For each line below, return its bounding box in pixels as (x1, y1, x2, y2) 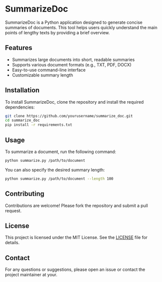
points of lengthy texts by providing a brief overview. (5, 30, 110, 35)
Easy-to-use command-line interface (12, 67, 86, 73)
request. (5, 207, 22, 214)
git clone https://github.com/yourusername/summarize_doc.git (5, 113, 133, 118)
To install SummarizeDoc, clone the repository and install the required (5, 99, 144, 105)
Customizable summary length (12, 72, 74, 78)
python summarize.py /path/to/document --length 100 (5, 176, 114, 181)
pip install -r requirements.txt (5, 123, 73, 127)
